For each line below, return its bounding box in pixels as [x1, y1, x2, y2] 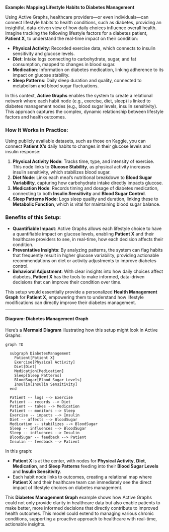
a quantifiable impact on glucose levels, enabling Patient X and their [12, 230, 154, 237]
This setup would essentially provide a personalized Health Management [5, 288, 157, 294]
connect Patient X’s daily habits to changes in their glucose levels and [5, 143, 151, 149]
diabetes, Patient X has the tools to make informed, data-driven [12, 273, 145, 279]
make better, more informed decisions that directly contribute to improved [5, 505, 158, 511]
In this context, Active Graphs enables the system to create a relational [5, 93, 153, 98]
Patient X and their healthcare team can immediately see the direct [12, 479, 152, 485]
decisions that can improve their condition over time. [12, 279, 122, 285]
